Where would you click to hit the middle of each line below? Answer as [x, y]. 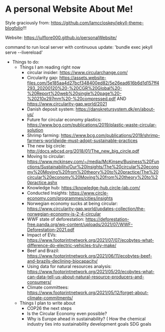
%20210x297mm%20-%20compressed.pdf [71, 98]
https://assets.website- [83, 77]
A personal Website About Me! [69, 9]
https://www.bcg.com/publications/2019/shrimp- [110, 135]
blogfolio [14, 28]
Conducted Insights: [47, 193]
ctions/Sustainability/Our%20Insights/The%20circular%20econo [93, 167]
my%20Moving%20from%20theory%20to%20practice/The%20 [93, 172]
